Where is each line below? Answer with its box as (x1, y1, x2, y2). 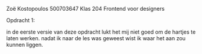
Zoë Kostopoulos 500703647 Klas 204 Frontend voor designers (6, 5, 165, 12)
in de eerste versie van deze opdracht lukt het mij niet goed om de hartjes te (6, 28, 196, 35)
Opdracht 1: (6, 17, 35, 23)
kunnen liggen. (6, 41, 43, 48)
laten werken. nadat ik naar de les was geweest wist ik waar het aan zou (6, 35, 186, 41)
